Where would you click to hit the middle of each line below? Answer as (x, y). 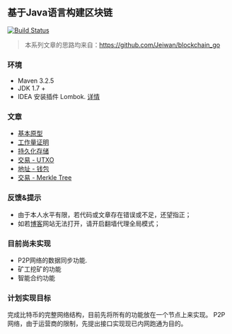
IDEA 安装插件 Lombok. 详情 (59, 97)
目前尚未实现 (29, 243)
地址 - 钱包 (33, 169)
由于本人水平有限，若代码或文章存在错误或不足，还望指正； (104, 214)
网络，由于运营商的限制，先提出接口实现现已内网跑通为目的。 (97, 323)
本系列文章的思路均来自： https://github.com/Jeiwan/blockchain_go (122, 45)
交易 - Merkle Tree (45, 178)
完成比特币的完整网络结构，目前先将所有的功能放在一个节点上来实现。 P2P (116, 315)
